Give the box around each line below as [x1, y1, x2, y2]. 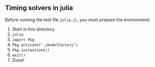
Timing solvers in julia [5, 4, 73, 12]
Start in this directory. [12, 26, 56, 32]
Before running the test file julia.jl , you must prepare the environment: [5, 17, 151, 22]
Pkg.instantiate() [12, 48, 50, 52]
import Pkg [12, 37, 35, 42]
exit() [12, 53, 26, 58]
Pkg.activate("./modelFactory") [12, 42, 78, 48]
